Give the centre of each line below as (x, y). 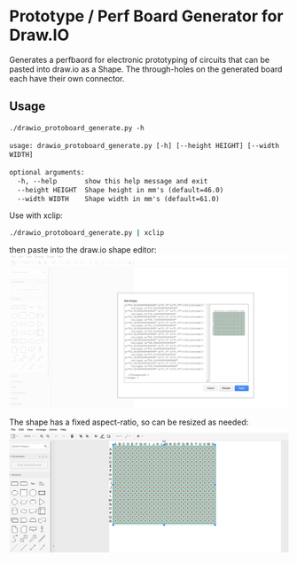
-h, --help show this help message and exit (113, 181)
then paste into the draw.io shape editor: (83, 249)
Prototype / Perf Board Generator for (146, 16)
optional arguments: (47, 172)
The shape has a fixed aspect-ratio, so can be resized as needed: (129, 422)
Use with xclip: (36, 215)
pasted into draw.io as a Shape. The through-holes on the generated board (146, 69)
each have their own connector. (67, 78)
